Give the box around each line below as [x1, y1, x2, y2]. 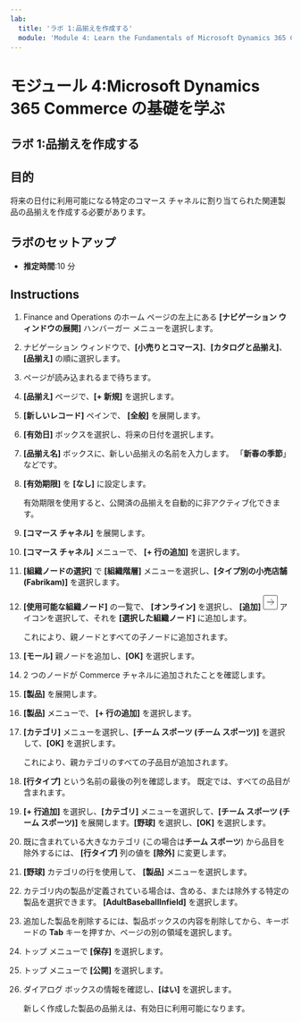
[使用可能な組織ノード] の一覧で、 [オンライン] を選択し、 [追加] [22, 601, 262, 612]
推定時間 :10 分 [22, 260, 76, 271]
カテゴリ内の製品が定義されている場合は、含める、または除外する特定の [22, 886, 289, 897]
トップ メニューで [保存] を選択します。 [22, 946, 168, 957]
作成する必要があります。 [56, 206, 151, 217]
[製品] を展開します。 [22, 689, 102, 700]
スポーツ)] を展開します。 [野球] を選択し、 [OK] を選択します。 [40, 817, 271, 828]
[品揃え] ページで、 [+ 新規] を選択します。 [22, 391, 180, 402]
